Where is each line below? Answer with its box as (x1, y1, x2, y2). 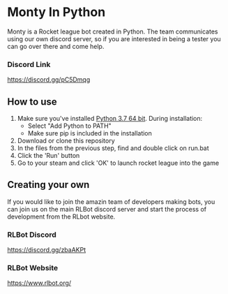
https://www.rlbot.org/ (7, 279, 72, 287)
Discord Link (7, 59, 51, 69)
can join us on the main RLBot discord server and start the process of (7, 205, 207, 213)
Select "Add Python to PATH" (27, 122, 112, 130)
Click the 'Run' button (17, 152, 80, 160)
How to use (7, 96, 57, 108)
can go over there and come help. (7, 42, 105, 50)
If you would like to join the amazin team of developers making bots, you (7, 197, 215, 206)
